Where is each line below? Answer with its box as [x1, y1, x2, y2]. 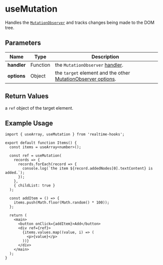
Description [91, 53, 119, 60]
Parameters [5, 39, 41, 47]
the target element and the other [55, 69, 130, 76]
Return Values [5, 92, 49, 100]
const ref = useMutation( [9, 153, 62, 158]
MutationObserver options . [55, 76, 116, 82]
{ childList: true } [14, 183, 55, 188]
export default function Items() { [5, 140, 77, 146]
